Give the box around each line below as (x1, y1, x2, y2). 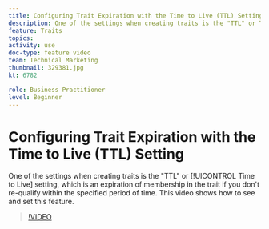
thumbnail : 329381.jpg (8, 64, 84, 72)
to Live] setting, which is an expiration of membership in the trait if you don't (8, 179, 260, 189)
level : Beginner (8, 93, 62, 101)
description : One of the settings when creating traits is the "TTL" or (8, 19, 256, 27)
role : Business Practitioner (8, 86, 106, 94)
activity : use (8, 42, 56, 50)
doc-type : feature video (8, 49, 91, 57)
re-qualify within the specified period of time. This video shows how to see (8, 188, 255, 198)
